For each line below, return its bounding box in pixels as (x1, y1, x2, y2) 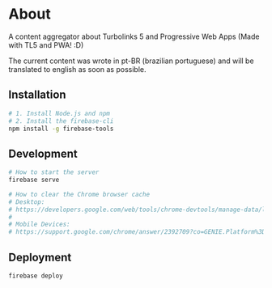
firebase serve (8, 176, 60, 184)
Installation (8, 88, 66, 102)
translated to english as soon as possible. (8, 64, 147, 74)
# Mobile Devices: (8, 220, 70, 229)
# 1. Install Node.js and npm (8, 109, 111, 117)
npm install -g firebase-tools (8, 125, 114, 133)
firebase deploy (8, 272, 63, 280)
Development (8, 146, 79, 160)
